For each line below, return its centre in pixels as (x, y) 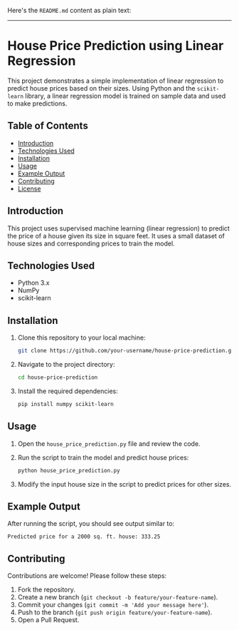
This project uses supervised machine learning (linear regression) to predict (118, 228)
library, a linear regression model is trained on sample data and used (125, 96)
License (29, 188)
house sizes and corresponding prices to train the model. (91, 243)
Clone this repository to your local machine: (81, 337)
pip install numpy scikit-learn (65, 404)
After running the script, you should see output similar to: (91, 524)
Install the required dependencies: (68, 391)
